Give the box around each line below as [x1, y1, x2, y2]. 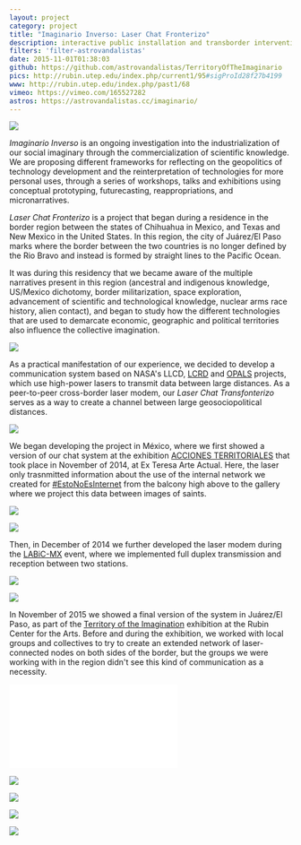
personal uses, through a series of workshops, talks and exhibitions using [9, 176, 281, 186]
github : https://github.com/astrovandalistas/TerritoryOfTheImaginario [9, 64, 282, 73]
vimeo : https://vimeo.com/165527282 [9, 88, 146, 97]
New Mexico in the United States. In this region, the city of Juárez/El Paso [9, 231, 282, 242]
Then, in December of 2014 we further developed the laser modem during [9, 539, 282, 550]
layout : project [9, 13, 70, 22]
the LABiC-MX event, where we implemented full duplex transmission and [9, 548, 282, 560]
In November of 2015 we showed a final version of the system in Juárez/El [9, 609, 283, 620]
